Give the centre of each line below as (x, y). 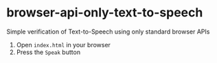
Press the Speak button (48, 52)
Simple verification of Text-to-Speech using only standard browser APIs (108, 32)
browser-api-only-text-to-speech (105, 13)
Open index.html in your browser (64, 45)
